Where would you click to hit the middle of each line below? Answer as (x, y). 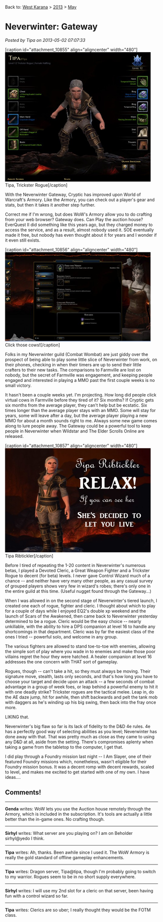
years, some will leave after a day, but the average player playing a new (76, 415)
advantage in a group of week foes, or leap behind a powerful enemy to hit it (81, 687)
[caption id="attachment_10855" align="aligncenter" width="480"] (71, 49)
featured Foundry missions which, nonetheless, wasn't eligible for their (76, 761)
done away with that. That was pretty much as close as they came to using (80, 736)
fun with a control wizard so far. (37, 896)
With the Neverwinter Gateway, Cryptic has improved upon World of (73, 194)
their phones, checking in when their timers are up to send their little (73, 364)
